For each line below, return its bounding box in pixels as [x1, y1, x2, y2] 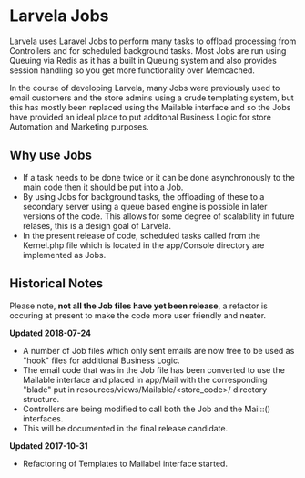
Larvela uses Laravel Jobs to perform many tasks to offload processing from [9, 36, 297, 47]
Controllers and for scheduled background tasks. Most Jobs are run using [9, 45, 287, 56]
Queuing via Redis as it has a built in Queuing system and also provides [9, 55, 278, 66]
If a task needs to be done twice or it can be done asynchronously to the [22, 171, 296, 182]
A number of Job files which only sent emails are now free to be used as [22, 345, 295, 356]
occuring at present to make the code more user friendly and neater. [9, 309, 267, 320]
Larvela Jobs [9, 5, 109, 26]
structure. [22, 393, 60, 404]
